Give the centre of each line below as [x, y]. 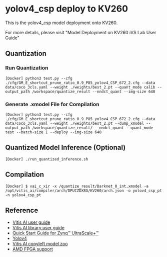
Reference [22, 210]
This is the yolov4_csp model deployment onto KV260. [61, 23]
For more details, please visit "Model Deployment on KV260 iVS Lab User [81, 32]
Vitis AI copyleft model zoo [40, 244]
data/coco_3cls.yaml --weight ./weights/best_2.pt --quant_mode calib [80, 87]
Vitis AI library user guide [38, 228]
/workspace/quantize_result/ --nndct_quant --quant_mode [92, 128]
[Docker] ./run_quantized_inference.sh [47, 159]
